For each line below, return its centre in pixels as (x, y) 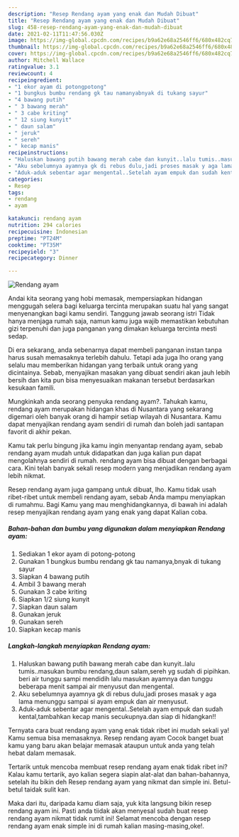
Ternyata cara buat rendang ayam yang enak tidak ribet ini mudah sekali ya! (119, 730)
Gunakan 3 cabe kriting (52, 592)
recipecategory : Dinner (43, 258)
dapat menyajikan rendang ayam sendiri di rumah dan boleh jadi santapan (116, 425)
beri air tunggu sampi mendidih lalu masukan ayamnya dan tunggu (116, 679)
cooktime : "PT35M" (35, 245)
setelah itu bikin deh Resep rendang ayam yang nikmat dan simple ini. (110, 782)
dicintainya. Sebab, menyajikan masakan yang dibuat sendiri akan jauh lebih (119, 373)
